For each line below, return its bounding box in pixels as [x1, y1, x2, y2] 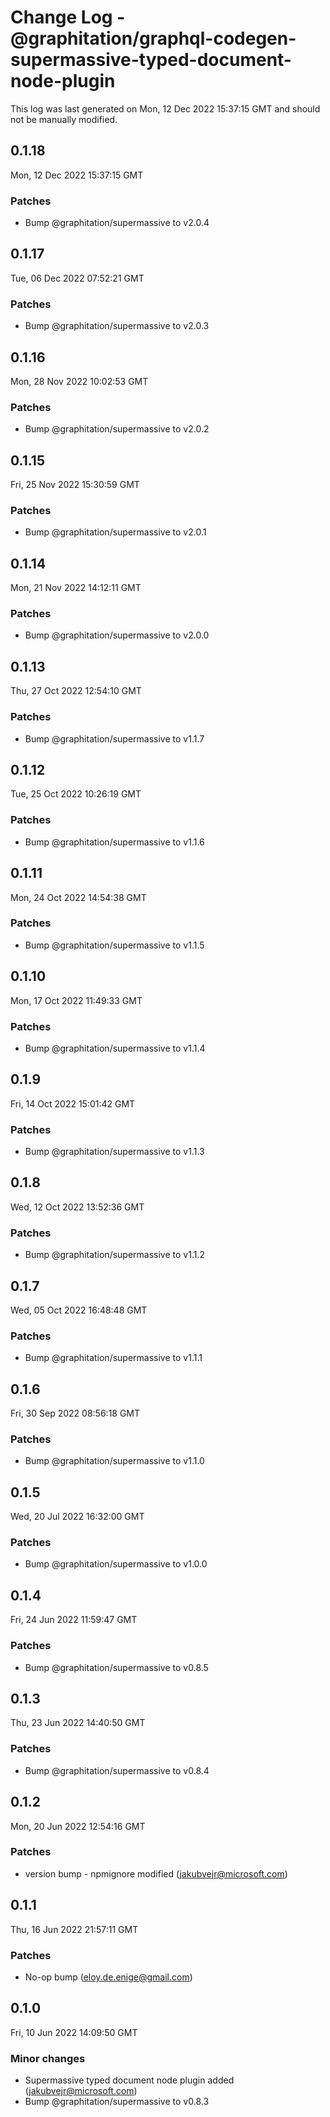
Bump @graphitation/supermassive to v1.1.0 [24, 1455, 205, 1467]
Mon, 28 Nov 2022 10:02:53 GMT [10, 375, 149, 387]
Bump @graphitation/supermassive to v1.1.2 [24, 1249, 205, 1261]
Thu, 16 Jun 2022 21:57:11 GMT [10, 1923, 139, 1935]
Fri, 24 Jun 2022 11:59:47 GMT [10, 1614, 138, 1626]
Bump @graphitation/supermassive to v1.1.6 [24, 836, 205, 848]
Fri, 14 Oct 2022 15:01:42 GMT [10, 1097, 136, 1110]
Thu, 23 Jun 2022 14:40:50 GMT [10, 1717, 146, 1729]
